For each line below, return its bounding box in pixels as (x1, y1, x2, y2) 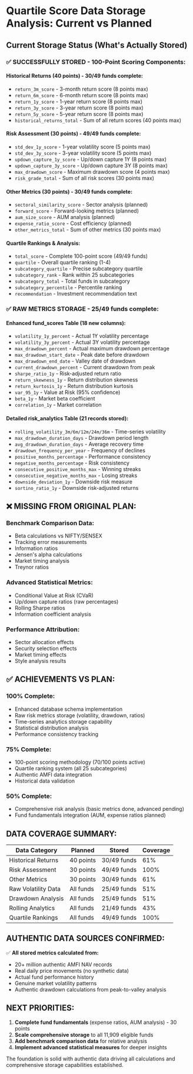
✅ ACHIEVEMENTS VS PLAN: (6, 674, 115, 684)
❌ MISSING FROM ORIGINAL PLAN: (6, 502, 137, 512)
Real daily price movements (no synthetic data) (14, 967, 129, 974)
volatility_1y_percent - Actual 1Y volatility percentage (14, 333, 149, 340)
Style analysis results (14, 657, 66, 664)
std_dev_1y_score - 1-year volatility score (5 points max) (14, 143, 151, 150)
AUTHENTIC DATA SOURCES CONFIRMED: (6, 933, 165, 943)
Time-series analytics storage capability (14, 718, 112, 725)
